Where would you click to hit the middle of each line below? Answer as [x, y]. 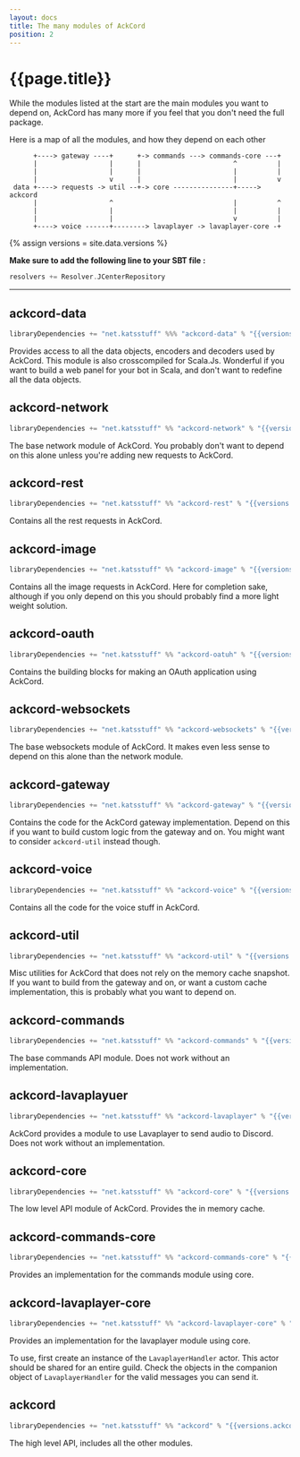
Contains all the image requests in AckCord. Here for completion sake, [138, 587]
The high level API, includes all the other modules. [101, 1443]
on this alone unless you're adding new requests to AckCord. [121, 455]
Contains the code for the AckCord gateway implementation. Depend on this [150, 822]
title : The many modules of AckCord [77, 26]
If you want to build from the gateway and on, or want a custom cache [138, 982]
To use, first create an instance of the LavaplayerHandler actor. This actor [144, 1358]
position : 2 [31, 34]
